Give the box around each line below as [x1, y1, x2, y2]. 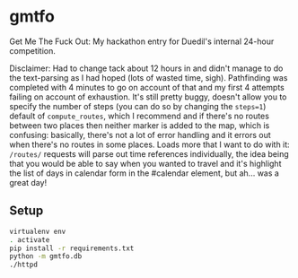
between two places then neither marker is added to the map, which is [9, 119, 270, 131]
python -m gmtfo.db [9, 252, 83, 261]
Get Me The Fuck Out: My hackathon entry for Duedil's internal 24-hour [9, 36, 275, 47]
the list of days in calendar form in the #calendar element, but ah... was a [9, 168, 280, 178]
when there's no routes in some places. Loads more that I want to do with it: [9, 139, 290, 150]
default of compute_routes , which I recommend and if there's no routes [9, 110, 269, 121]
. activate [9, 235, 50, 244]
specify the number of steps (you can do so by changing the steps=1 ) [9, 100, 267, 111]
